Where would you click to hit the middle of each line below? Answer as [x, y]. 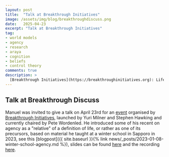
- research [17, 47]
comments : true [21, 71]
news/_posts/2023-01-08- [136, 139]
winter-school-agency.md [32, 144]
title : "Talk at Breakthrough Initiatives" [53, 15]
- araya [13, 52]
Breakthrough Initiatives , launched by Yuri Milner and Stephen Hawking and [83, 117]
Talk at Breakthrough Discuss [52, 100]
